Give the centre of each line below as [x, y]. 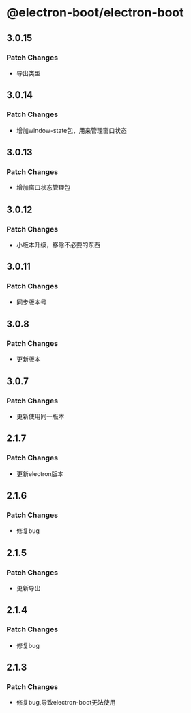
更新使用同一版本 [40, 416]
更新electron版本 [40, 473]
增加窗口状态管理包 [43, 188]
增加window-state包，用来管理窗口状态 [72, 130]
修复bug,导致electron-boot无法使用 [66, 703]
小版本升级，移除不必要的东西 [58, 245]
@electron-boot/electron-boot [95, 13]
